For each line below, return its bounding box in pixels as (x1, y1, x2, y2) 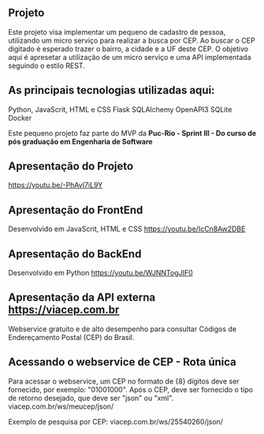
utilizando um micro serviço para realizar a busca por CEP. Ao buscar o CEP (8, 36, 255, 45)
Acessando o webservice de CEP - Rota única (8, 355, 236, 369)
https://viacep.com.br (8, 303, 120, 316)
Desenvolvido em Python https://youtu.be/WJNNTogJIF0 (8, 268, 193, 278)
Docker (8, 113, 32, 122)
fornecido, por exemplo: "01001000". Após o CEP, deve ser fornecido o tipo (8, 384, 254, 394)
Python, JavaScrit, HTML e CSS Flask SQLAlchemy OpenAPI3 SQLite (8, 104, 232, 114)
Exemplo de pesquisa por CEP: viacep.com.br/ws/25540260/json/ (8, 417, 223, 426)
